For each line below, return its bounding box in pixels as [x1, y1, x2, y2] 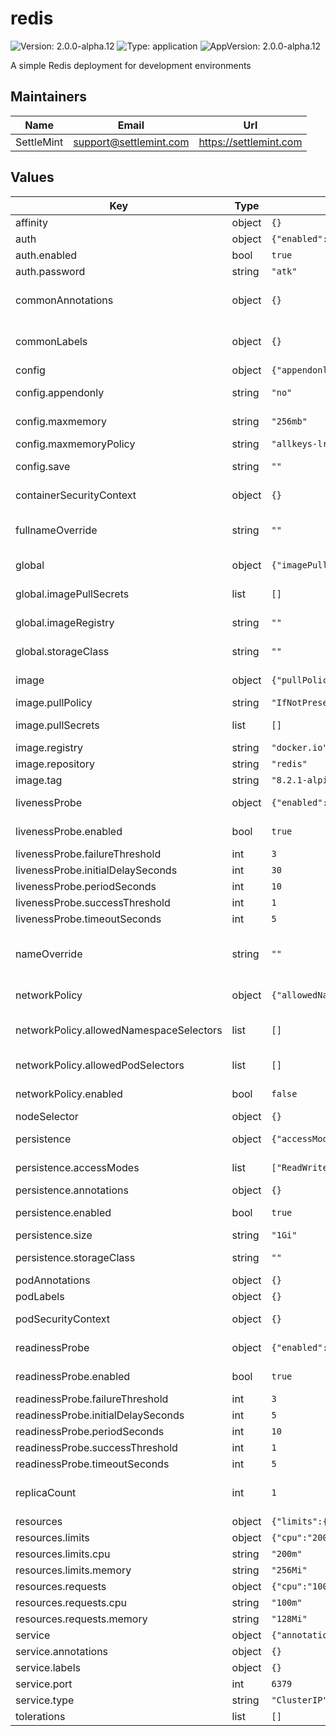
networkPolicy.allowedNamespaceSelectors [15, 1023, 223, 1037]
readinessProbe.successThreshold [15, 1440, 178, 1454]
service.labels [15, 1660, 81, 1674]
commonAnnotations [15, 293, 114, 307]
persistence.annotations [15, 1183, 129, 1197]
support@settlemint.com [73, 135, 190, 149]
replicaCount [15, 1485, 77, 1499]
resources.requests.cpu [15, 1595, 127, 1609]
